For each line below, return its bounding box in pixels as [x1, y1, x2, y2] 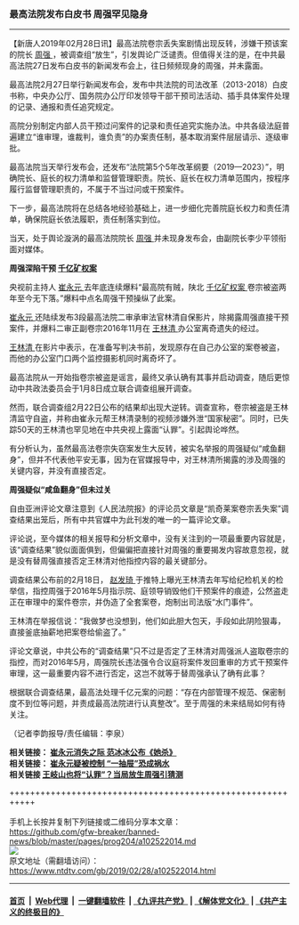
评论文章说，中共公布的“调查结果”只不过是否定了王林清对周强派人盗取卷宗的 [9, 645, 289, 656]
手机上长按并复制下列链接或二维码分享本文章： [9, 816, 181, 827]
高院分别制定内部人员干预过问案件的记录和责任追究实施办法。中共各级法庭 [9, 120, 282, 131]
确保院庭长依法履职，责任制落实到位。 [24, 214, 166, 224]
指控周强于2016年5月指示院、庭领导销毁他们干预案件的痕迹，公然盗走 [32, 586, 289, 596]
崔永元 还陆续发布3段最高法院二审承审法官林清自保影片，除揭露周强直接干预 [9, 312, 289, 322]
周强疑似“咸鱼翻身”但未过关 [9, 484, 112, 495]
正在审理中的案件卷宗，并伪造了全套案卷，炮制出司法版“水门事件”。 [9, 596, 258, 607]
